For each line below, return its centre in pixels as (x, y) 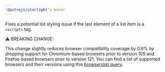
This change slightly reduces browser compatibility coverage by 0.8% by (80, 48)
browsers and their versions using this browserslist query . (64, 64)
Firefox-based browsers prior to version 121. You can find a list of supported (82, 59)
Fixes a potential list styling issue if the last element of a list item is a (75, 24)
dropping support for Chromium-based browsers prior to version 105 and (80, 54)
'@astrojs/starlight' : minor (35, 10)
